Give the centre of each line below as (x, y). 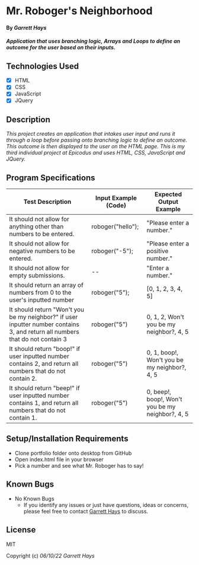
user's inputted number (42, 300)
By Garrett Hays (26, 27)
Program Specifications (51, 178)
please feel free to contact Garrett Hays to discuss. (86, 511)
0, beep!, (159, 392)
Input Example (116, 198)
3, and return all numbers (44, 332)
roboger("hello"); (115, 226)
